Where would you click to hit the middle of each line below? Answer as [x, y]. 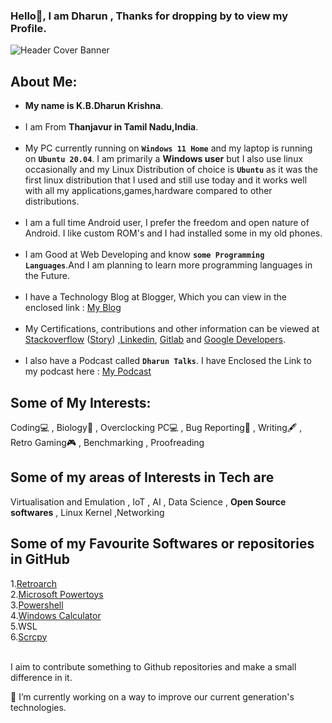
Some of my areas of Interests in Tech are [142, 477]
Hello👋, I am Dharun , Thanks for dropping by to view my [149, 16]
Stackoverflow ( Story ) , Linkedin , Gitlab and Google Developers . [155, 340]
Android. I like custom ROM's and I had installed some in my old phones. [173, 233]
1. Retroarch [34, 583]
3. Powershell [37, 605]
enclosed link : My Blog [73, 308]
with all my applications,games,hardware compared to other [148, 191]
